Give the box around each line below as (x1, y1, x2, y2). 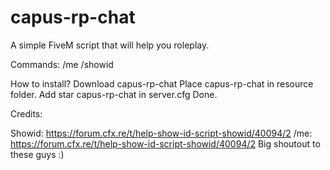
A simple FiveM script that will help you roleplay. (10, 39, 210, 51)
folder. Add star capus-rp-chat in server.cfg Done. (10, 88, 218, 100)
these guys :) (10, 148, 65, 160)
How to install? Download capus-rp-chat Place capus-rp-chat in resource (10, 77, 314, 90)
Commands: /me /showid (10, 58, 114, 70)
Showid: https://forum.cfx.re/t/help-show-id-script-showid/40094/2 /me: (10, 127, 313, 139)
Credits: (10, 107, 43, 120)
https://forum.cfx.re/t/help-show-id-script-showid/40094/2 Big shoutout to (10, 137, 321, 150)
